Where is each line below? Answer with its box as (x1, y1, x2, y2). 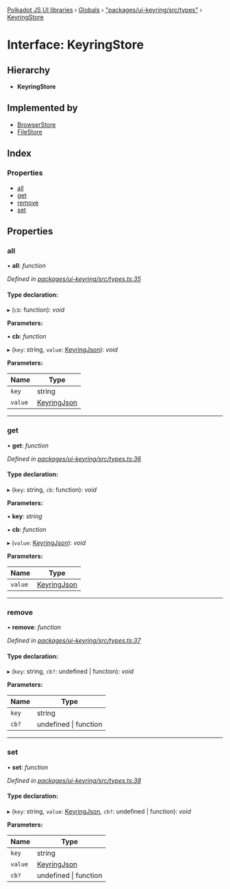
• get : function (7, 441, 49, 450)
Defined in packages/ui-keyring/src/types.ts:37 (7, 637, 142, 645)
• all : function (7, 262, 46, 270)
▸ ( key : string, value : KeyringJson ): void (7, 345, 118, 354)
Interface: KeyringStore (7, 37, 144, 53)
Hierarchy (7, 64, 51, 76)
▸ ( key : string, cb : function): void (7, 485, 97, 494)
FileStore (16, 127, 43, 136)
